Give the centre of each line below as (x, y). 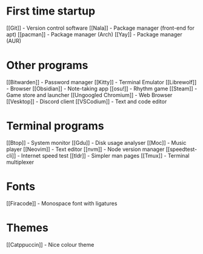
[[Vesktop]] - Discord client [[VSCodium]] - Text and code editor (87, 101)
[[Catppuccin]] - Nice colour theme (50, 244)
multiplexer (20, 162)
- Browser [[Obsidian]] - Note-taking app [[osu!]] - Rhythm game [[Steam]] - (102, 89)
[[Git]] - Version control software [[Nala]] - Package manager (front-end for (101, 28)
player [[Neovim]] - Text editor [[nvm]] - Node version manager (85, 149)
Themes (27, 228)
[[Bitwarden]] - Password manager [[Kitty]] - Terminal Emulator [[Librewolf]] (101, 82)
